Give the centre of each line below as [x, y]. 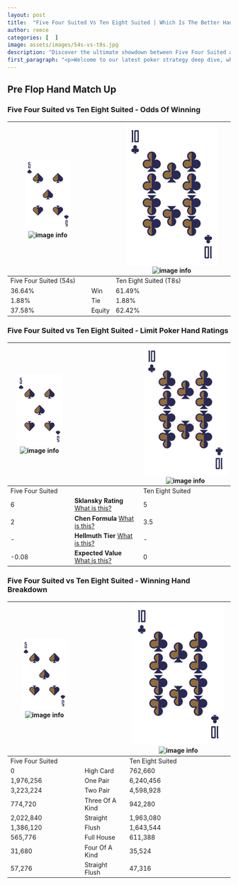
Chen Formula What [104, 518]
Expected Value [98, 553]
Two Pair [97, 791]
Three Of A [101, 800]
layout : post [27, 15]
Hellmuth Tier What [103, 535]
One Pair [97, 781]
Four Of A [98, 847]
